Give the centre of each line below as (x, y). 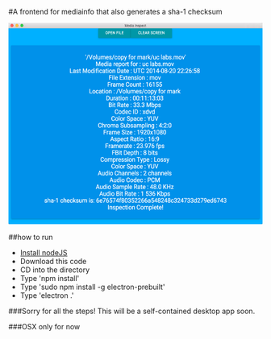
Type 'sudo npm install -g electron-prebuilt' (92, 287)
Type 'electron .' (47, 296)
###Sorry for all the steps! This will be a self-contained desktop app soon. (132, 311)
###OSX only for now (44, 327)
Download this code (53, 261)
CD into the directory (55, 270)
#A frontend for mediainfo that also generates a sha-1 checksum (116, 12)
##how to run (31, 237)
